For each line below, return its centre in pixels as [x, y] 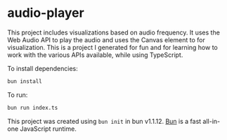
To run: [18, 95]
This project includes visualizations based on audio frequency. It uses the [113, 32]
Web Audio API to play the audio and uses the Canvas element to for [106, 39]
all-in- [211, 121]
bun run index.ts [33, 108]
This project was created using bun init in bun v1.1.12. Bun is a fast [104, 121]
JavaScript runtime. [48, 129]
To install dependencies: [43, 68]
